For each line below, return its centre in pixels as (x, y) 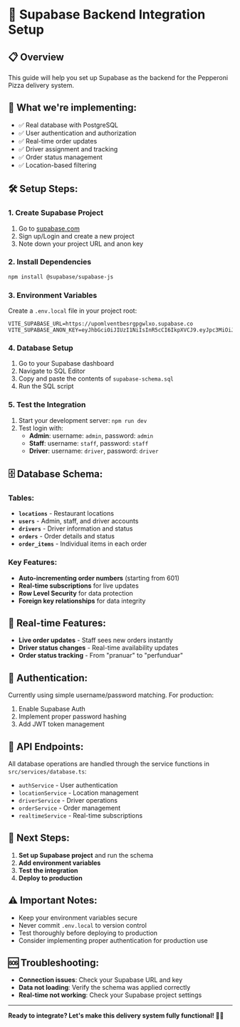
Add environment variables (59, 863)
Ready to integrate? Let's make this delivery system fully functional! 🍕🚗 (116, 1016)
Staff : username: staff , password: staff (89, 443)
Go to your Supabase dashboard (66, 364)
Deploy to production (50, 878)
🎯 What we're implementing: (73, 107)
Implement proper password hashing (72, 716)
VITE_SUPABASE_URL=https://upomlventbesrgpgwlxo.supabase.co (101, 324)
